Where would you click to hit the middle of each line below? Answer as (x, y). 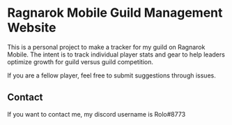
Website (32, 28)
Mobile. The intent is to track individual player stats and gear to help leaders (116, 54)
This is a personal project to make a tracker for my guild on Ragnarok (106, 47)
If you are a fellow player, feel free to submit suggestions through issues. (111, 75)
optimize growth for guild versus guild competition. (80, 61)
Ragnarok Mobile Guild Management (115, 13)
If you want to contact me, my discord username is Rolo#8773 (96, 114)
